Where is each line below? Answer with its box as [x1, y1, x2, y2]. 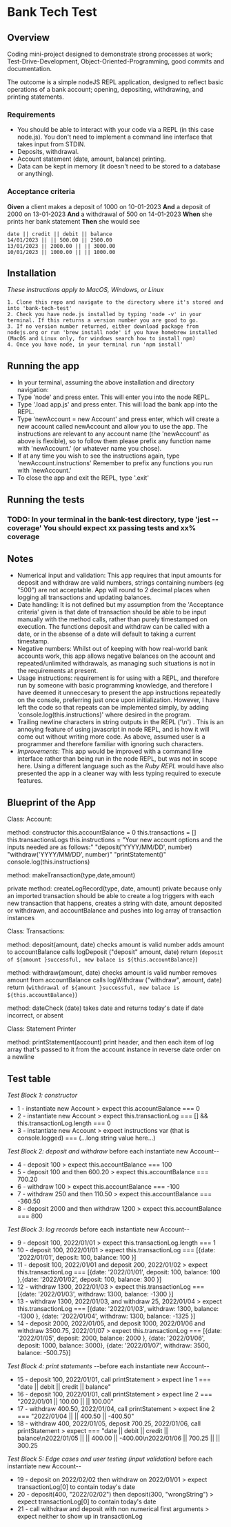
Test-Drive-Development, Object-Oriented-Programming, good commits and [7, 57, 225, 66]
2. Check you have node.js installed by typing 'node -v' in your [7, 311, 202, 318]
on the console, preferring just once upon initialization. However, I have [17, 696, 219, 704]
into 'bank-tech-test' [7, 305, 72, 312]
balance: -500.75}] [17, 1348, 71, 1356]
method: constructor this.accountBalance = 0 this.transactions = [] [7, 828, 197, 837]
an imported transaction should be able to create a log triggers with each [7, 892, 214, 900]
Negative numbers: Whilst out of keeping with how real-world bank [17, 645, 208, 653]
